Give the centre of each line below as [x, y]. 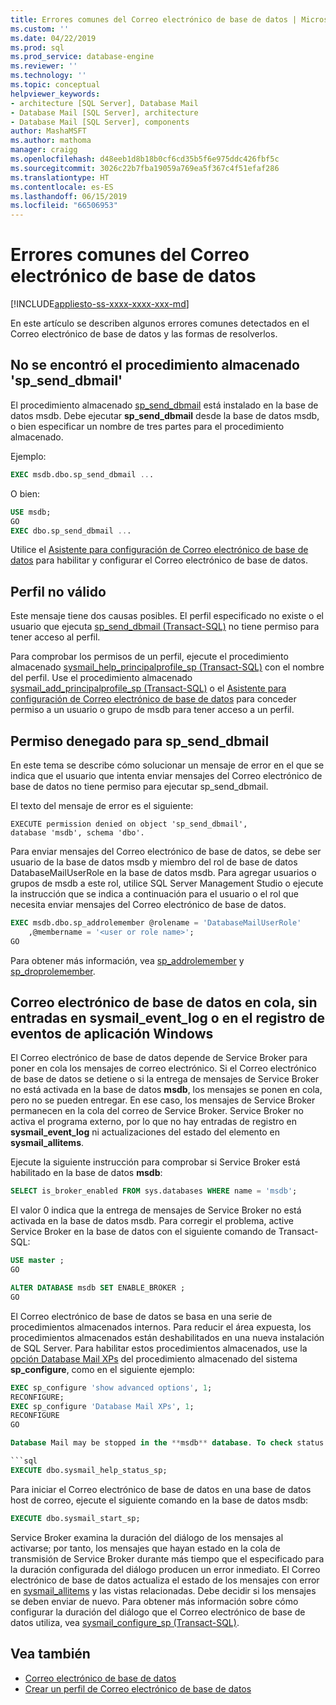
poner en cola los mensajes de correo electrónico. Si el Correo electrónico [163, 1068]
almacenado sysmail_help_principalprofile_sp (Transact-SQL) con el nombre [167, 667]
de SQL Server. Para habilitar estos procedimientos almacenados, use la [159, 1348]
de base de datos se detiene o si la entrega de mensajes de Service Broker [165, 1079]
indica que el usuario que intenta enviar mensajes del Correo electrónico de [166, 775]
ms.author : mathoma [51, 141]
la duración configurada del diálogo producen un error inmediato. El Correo [165, 1569]
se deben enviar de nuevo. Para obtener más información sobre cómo [154, 1601]
